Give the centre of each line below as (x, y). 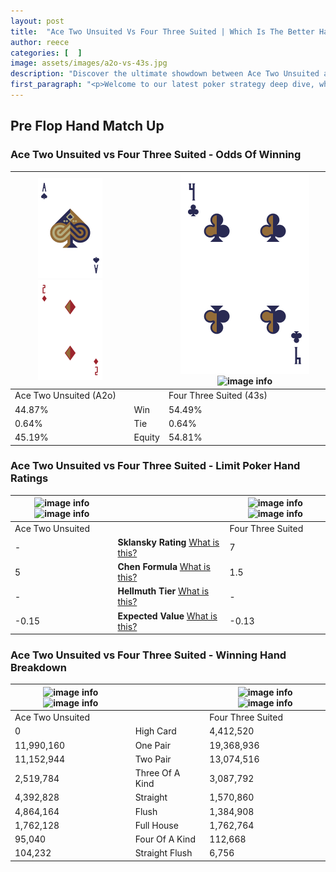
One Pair (152, 745)
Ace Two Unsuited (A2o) (65, 396)
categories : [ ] (46, 53)
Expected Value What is (167, 616)
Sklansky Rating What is (168, 542)
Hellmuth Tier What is (163, 591)
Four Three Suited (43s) (218, 396)
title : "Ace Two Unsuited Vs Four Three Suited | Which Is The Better (162, 31)
